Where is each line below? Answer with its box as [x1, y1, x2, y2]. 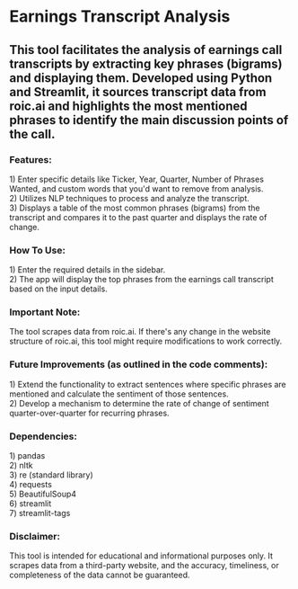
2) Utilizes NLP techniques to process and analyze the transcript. [9, 192, 250, 203]
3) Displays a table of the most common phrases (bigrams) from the [9, 202, 260, 213]
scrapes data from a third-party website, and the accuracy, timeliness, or [9, 560, 280, 571]
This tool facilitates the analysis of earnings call [9, 42, 283, 58]
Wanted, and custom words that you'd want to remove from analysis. [9, 183, 264, 194]
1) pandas [9, 451, 46, 461]
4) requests [9, 479, 52, 490]
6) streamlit [9, 498, 52, 509]
